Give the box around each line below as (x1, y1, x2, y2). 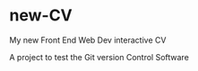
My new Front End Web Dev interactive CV (9, 35, 167, 45)
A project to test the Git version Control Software (9, 51, 190, 62)
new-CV (9, 5, 73, 26)
